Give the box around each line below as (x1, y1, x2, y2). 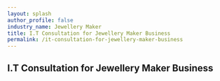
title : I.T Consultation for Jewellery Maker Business (7, 29, 171, 37)
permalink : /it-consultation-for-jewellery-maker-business (7, 36, 184, 43)
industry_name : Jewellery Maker (7, 23, 102, 30)
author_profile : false (7, 17, 74, 24)
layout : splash (7, 10, 52, 17)
